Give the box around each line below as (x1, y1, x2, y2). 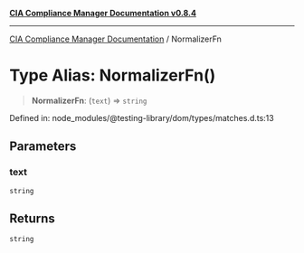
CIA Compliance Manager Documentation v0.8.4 (9, 8, 197, 18)
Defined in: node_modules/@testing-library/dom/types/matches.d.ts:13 (9, 112, 274, 123)
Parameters (9, 139, 77, 155)
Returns (9, 211, 56, 227)
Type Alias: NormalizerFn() (9, 65, 216, 86)
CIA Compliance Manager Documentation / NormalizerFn (9, 33, 222, 44)
